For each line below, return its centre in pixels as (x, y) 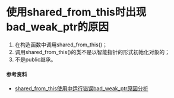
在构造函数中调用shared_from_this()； (61, 45)
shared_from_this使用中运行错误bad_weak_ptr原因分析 (81, 88)
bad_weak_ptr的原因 (58, 27)
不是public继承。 (35, 59)
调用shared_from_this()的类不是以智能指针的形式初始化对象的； (92, 52)
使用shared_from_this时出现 (76, 12)
